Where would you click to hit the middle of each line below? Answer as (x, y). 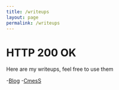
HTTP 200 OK (41, 52)
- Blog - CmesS (24, 81)
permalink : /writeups (33, 23)
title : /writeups (28, 12)
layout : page (22, 17)
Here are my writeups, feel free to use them (60, 69)
